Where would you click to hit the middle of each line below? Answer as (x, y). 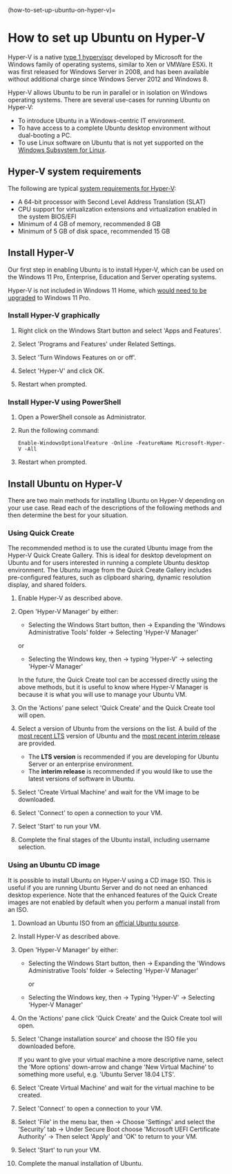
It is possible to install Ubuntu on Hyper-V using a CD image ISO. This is (110, 880)
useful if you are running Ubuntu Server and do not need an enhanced (108, 887)
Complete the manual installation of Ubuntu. (80, 1163)
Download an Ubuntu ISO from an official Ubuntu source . (99, 923)
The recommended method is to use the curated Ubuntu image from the (110, 548)
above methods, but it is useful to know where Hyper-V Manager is (113, 687)
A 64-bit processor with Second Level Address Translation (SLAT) (112, 202)
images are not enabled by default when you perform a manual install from (114, 902)
